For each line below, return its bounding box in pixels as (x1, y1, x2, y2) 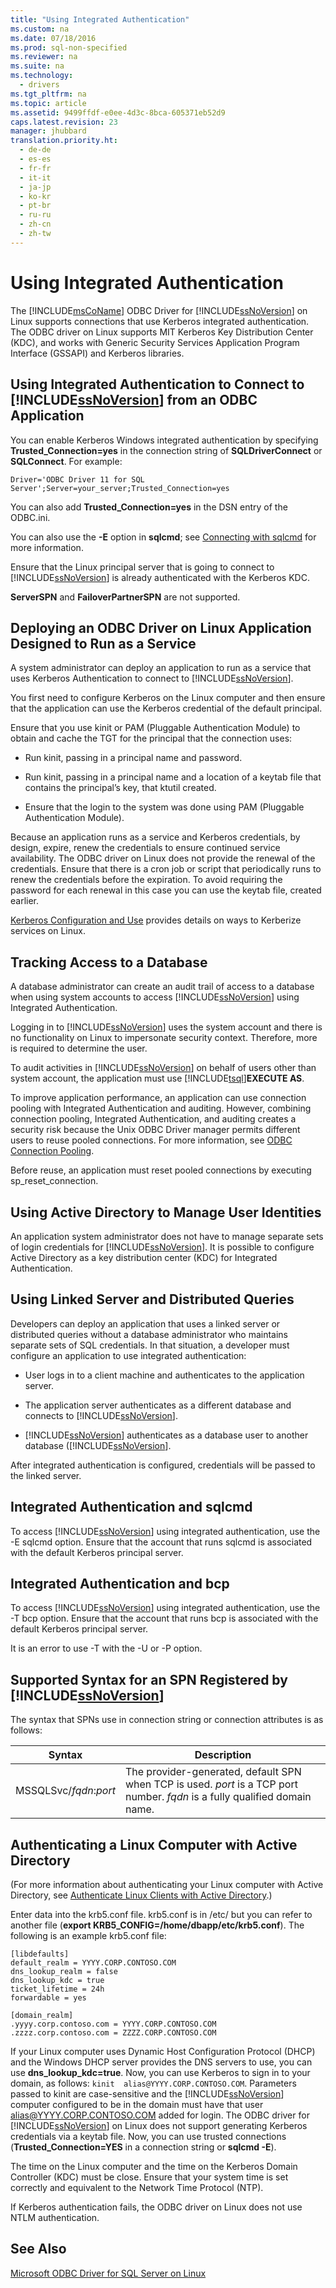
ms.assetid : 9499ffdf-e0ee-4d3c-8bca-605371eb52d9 (10, 107, 226, 118)
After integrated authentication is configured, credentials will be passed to (10, 1459, 316, 1471)
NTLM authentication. (10, 2212, 100, 2223)
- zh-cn (19, 219, 52, 230)
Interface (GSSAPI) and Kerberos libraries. (10, 347, 185, 359)
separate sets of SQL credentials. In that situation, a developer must (10, 1339, 290, 1351)
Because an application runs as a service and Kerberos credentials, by (10, 831, 301, 843)
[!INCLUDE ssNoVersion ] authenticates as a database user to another (24, 1429, 309, 1441)
